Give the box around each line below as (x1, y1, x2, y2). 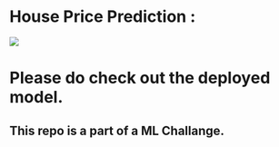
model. (9, 87, 64, 108)
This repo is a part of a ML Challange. (9, 122, 225, 138)
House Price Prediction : (9, 6, 196, 27)
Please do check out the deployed (9, 68, 271, 88)
